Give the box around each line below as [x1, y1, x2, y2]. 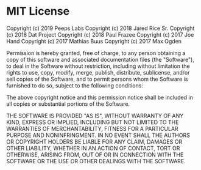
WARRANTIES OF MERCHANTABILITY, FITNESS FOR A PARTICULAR [6, 125, 178, 132]
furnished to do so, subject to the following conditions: [6, 81, 143, 89]
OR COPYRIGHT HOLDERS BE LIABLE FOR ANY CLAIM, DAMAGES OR [6, 138, 183, 145]
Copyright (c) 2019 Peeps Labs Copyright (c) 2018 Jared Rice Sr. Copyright [6, 24, 195, 32]
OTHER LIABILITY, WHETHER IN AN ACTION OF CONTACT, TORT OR [6, 144, 180, 152]
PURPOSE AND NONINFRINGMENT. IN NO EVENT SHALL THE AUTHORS [6, 131, 190, 139]
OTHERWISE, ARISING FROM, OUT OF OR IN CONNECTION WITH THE [6, 151, 184, 158]
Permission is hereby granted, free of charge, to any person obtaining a [6, 49, 186, 56]
